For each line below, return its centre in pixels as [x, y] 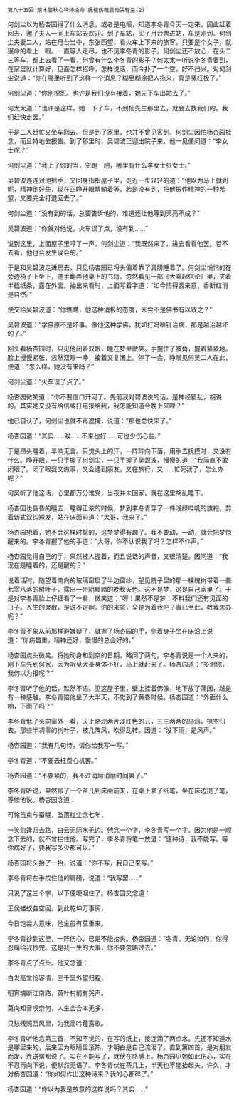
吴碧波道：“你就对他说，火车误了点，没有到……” [78, 228]
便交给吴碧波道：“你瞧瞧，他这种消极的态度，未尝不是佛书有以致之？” [110, 309]
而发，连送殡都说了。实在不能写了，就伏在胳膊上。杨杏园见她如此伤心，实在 [119, 1056]
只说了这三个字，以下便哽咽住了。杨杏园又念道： [79, 893]
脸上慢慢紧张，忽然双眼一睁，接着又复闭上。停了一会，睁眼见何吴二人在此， [119, 358]
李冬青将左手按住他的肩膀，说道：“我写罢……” [75, 878]
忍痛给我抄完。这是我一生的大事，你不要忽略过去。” [82, 947]
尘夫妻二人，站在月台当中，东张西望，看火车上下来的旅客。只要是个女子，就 [119, 42]
